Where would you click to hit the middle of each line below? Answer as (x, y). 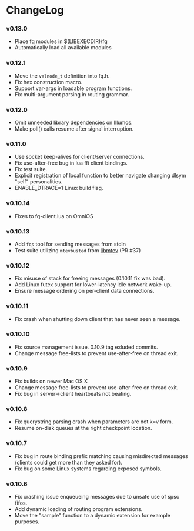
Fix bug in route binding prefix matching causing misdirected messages (101, 456)
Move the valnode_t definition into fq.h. (62, 76)
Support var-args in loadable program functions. (73, 88)
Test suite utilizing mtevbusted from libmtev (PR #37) (78, 250)
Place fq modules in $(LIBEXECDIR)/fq (61, 41)
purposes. (27, 522)
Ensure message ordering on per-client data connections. (84, 291)
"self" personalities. (39, 182)
